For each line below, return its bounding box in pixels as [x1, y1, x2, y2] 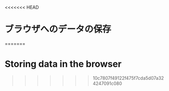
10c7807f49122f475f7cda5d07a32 [93, 75, 164, 81]
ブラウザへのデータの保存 [5, 24, 112, 35]
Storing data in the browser [5, 58, 122, 70]
